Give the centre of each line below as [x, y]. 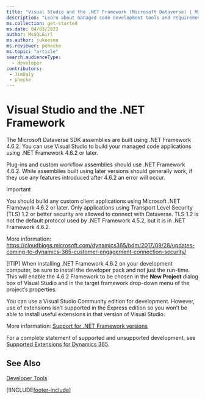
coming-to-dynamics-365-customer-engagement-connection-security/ [96, 252]
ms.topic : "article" [33, 52]
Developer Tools [27, 378]
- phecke [20, 80]
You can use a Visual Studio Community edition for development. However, [101, 302]
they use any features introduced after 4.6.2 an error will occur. [86, 178]
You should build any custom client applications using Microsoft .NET [93, 201]
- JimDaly [21, 74]
